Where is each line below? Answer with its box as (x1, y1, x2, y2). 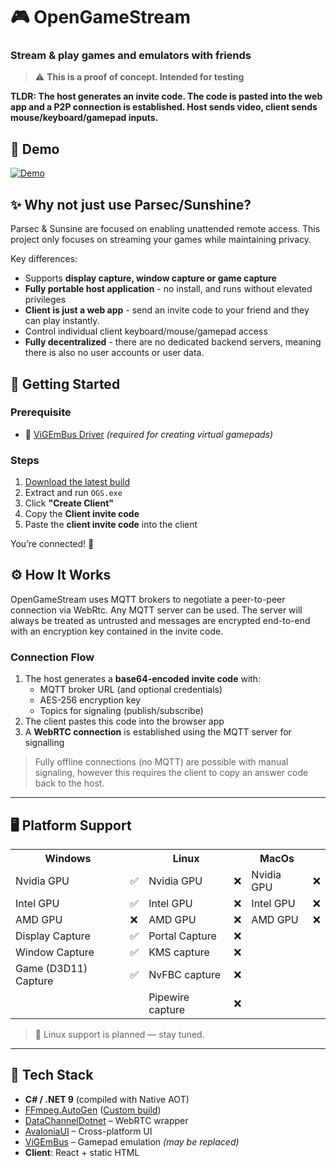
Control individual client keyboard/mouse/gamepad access (24, 325, 268, 338)
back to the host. (34, 777, 105, 789)
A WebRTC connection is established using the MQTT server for (24, 726, 292, 738)
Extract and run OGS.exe (24, 487, 123, 499)
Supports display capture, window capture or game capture (24, 272, 277, 284)
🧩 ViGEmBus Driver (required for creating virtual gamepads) (24, 428, 274, 440)
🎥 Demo (10, 140, 60, 158)
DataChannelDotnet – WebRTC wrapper (24, 1114, 189, 1126)
